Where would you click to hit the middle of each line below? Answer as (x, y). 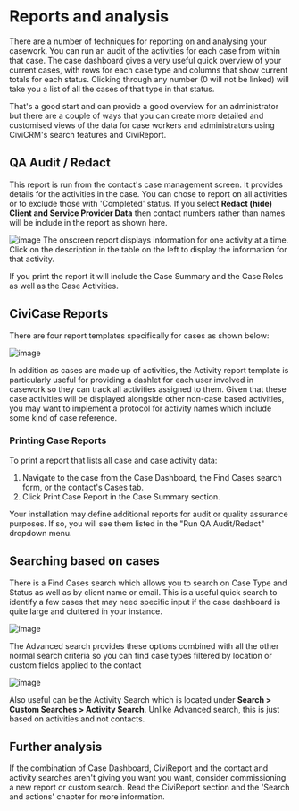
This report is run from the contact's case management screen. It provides (146, 184)
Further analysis (56, 747)
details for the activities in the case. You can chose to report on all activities (148, 193)
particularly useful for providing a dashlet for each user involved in (132, 380)
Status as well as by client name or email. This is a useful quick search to (143, 592)
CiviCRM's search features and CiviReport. (88, 134)
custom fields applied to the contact (75, 665)
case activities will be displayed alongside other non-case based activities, (147, 398)
